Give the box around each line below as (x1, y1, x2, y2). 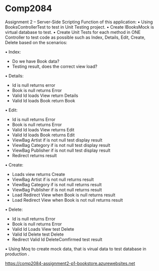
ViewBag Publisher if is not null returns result (12, 187, 102, 192)
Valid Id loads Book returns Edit (12, 132, 75, 138)
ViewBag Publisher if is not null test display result (12, 147, 111, 153)
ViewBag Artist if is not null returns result (12, 176, 94, 182)
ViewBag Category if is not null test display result (12, 142, 111, 148)
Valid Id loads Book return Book (12, 97, 75, 103)
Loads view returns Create (12, 171, 65, 177)
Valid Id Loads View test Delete (12, 226, 74, 232)
